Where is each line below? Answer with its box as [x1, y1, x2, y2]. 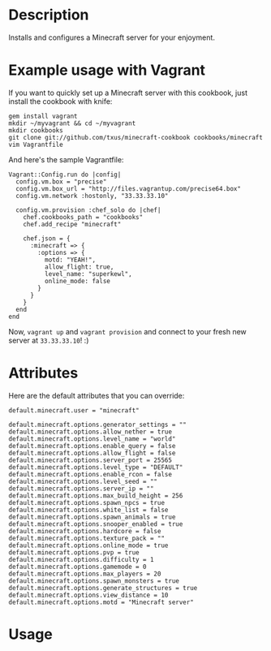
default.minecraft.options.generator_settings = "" [8, 420, 187, 429]
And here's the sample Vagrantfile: [8, 154, 124, 164]
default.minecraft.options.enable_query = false [8, 442, 176, 450]
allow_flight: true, [44, 262, 114, 271]
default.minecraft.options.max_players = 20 [8, 570, 161, 578]
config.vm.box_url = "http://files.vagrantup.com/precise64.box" [15, 184, 242, 192]
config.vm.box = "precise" [15, 177, 107, 186]
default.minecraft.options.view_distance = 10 [8, 591, 169, 599]
